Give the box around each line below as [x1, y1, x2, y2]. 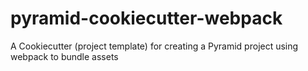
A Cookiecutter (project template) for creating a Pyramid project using [10, 40, 299, 52]
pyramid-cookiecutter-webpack [10, 7, 283, 30]
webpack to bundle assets [10, 50, 119, 62]
